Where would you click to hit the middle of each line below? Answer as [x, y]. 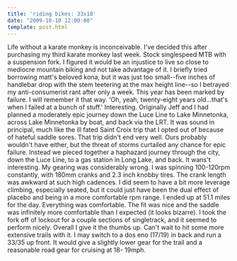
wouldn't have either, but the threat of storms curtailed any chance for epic [117, 145]
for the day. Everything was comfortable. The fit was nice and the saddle [113, 205]
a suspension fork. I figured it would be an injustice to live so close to [108, 62]
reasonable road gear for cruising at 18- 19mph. [77, 250]
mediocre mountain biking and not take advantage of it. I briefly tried [107, 70]
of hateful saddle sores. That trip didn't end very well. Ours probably [107, 137]
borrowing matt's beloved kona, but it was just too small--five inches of [111, 77]
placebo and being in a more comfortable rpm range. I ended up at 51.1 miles [119, 197]
